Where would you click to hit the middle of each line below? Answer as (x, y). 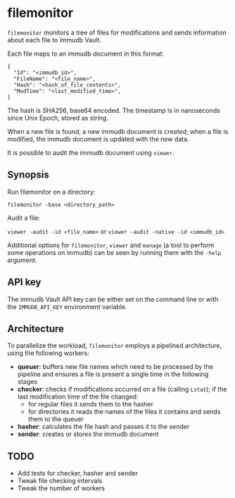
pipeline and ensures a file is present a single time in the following (113, 374)
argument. (22, 260)
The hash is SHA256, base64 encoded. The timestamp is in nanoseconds (114, 110)
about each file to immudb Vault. (55, 39)
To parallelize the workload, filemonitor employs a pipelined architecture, (115, 346)
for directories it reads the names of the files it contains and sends (124, 412)
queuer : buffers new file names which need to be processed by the (115, 367)
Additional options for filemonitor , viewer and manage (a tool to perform (111, 245)
